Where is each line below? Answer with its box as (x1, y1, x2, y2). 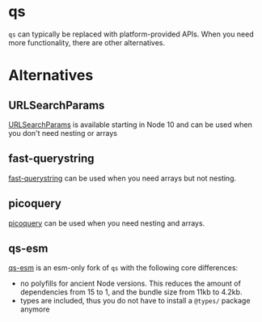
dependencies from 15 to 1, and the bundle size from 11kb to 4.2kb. (19, 287, 243, 297)
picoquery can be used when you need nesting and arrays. (8, 218, 205, 228)
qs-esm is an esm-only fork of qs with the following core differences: (8, 263, 239, 273)
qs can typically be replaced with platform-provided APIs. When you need (8, 29, 255, 39)
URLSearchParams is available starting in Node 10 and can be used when (8, 120, 252, 129)
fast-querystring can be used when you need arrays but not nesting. (8, 173, 237, 183)
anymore (19, 304, 50, 314)
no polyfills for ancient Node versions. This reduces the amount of (19, 278, 241, 289)
